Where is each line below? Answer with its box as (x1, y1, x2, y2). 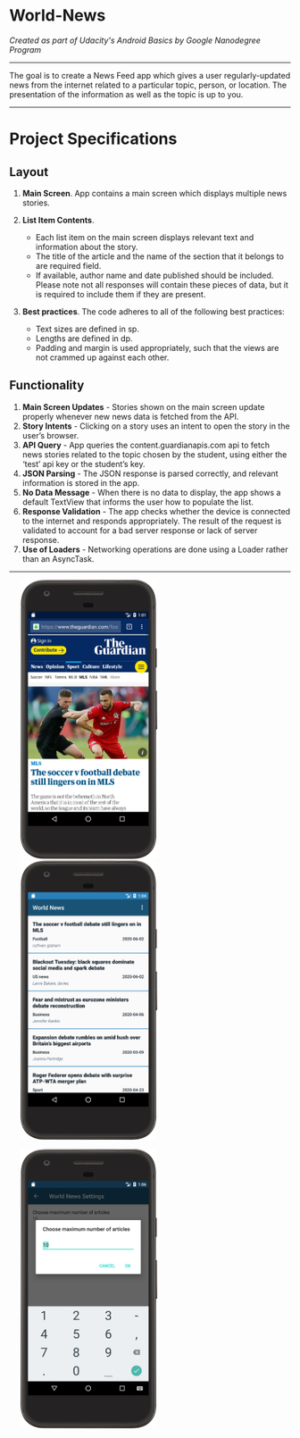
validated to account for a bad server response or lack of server (21, 524, 258, 536)
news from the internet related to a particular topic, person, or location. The (9, 79, 287, 90)
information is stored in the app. (21, 477, 140, 488)
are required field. (35, 260, 102, 271)
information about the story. (35, 241, 138, 252)
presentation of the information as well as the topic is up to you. (9, 88, 244, 99)
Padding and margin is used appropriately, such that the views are (35, 342, 279, 353)
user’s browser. (21, 430, 79, 440)
